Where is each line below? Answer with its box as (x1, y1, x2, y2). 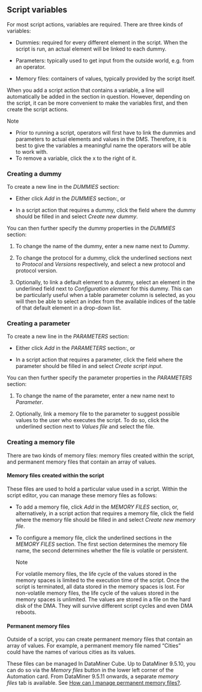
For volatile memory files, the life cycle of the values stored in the (15, 570, 177, 577)
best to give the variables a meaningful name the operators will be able (15, 141, 191, 149)
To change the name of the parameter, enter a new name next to (15, 392, 175, 399)
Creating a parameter (7, 319, 71, 328)
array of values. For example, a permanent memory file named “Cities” (7, 642, 181, 649)
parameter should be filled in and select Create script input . (15, 363, 163, 370)
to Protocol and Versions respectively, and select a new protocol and (15, 261, 185, 268)
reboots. (15, 608, 37, 616)
